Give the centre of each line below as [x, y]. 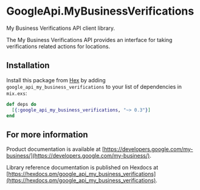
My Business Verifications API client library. [61, 28]
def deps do [21, 104]
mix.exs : [17, 93]
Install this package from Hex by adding [56, 80]
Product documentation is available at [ [55, 149]
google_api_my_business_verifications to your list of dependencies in [94, 86]
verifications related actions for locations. [58, 46]
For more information [47, 134]
